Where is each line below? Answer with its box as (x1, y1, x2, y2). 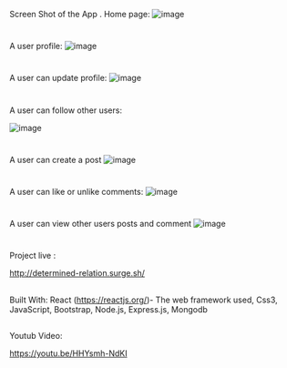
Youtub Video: (9, 331, 63, 342)
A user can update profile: (9, 73, 108, 84)
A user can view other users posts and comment (9, 219, 192, 230)
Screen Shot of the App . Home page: (9, 9, 150, 19)
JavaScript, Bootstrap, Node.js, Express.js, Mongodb (9, 303, 208, 314)
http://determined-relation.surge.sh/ (9, 268, 146, 279)
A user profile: (9, 41, 63, 52)
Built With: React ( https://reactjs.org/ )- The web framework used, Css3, (9, 294, 278, 305)
